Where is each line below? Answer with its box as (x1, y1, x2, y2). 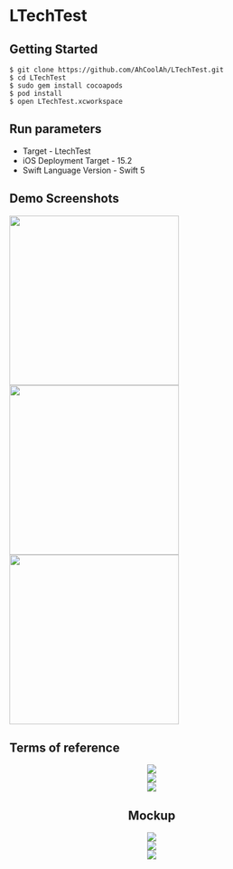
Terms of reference (9, 741, 120, 756)
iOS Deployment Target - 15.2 (22, 155, 133, 165)
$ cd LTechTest (9, 73, 67, 82)
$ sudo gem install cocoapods (9, 81, 124, 90)
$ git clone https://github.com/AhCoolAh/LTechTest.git (9, 65, 224, 74)
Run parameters (9, 121, 102, 137)
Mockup (127, 808, 176, 823)
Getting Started (9, 42, 98, 57)
